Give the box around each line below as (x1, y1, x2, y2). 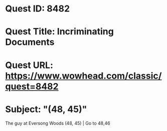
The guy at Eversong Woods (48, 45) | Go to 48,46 (5, 120, 110, 126)
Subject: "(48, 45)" (5, 103, 87, 115)
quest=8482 (5, 80, 59, 92)
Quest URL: (5, 59, 54, 70)
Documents (5, 36, 55, 48)
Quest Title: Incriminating (5, 26, 114, 37)
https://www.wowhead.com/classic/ (5, 70, 162, 81)
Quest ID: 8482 (5, 3, 70, 14)
